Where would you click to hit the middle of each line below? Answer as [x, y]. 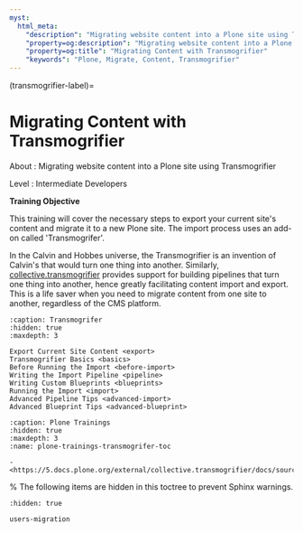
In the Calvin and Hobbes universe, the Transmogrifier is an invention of [143, 255]
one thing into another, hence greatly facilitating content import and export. [149, 284]
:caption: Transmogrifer [56, 320]
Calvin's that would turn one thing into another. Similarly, [114, 265]
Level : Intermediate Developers [69, 183]
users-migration [40, 519]
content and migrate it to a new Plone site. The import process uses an [141, 228]
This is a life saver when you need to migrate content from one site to [138, 294]
